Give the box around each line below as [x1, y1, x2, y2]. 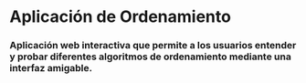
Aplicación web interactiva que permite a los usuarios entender [9, 39, 297, 52]
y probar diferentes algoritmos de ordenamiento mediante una [9, 50, 292, 63]
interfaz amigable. [9, 62, 93, 75]
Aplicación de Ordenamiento [9, 6, 231, 27]
